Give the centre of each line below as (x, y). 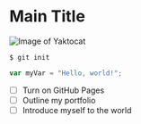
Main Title (47, 17)
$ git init (30, 57)
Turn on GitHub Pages (63, 90)
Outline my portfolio (59, 100)
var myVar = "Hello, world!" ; (66, 73)
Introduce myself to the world (77, 110)
